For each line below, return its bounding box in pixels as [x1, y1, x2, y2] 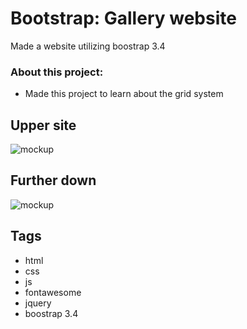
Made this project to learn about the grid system [24, 88, 224, 100]
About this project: [10, 65, 104, 79]
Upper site [10, 117, 77, 134]
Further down [10, 172, 97, 189]
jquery [24, 297, 52, 309]
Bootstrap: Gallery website [10, 7, 237, 30]
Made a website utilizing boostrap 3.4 [10, 40, 166, 52]
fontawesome [24, 286, 82, 298]
